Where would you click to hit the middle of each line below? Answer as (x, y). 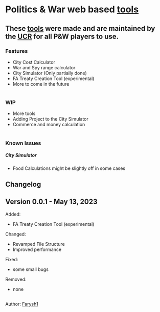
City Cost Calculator (34, 62)
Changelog (23, 184)
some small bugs (31, 269)
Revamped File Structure (39, 244)
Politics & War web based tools (72, 9)
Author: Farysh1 (22, 304)
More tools (24, 113)
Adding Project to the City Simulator (50, 119)
